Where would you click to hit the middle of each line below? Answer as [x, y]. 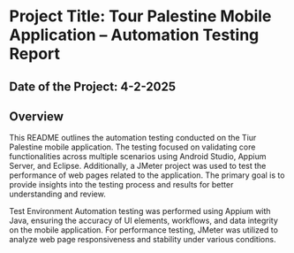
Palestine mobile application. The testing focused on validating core [132, 147]
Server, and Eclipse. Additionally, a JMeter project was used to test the [138, 166]
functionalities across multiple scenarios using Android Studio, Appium [138, 157]
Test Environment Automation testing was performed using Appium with [140, 211]
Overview [37, 116]
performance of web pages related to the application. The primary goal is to [147, 175]
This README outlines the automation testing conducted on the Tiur [133, 138]
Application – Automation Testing [134, 35]
